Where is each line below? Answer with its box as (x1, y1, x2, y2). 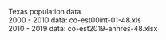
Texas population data (8, 7, 81, 16)
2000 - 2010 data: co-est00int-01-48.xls (8, 15, 141, 25)
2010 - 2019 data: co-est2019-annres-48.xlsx (8, 24, 158, 33)
